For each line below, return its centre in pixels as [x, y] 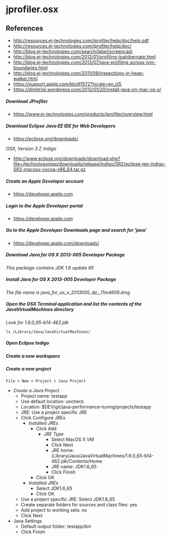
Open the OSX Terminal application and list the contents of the [74, 304]
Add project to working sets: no [54, 510]
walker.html [25, 78]
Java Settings [28, 521]
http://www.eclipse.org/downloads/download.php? [67, 158]
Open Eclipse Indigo [28, 343]
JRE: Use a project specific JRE [54, 412]
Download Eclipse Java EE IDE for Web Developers [61, 126]
